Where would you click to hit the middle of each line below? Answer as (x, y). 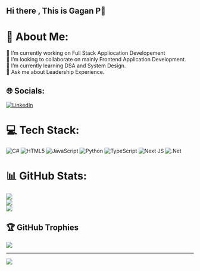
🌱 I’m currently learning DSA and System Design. (66, 66)
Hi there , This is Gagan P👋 (56, 11)
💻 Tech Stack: (43, 130)
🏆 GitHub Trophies (43, 228)
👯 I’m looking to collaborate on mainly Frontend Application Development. (96, 60)
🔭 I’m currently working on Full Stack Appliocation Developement (86, 53)
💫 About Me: (37, 37)
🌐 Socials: (26, 91)
